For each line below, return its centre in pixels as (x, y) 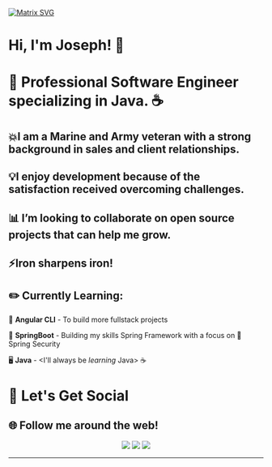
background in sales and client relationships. (124, 149)
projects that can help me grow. (90, 235)
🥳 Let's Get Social (69, 395)
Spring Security (34, 344)
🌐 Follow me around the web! (83, 426)
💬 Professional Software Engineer (123, 82)
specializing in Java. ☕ (86, 101)
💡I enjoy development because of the (104, 177)
